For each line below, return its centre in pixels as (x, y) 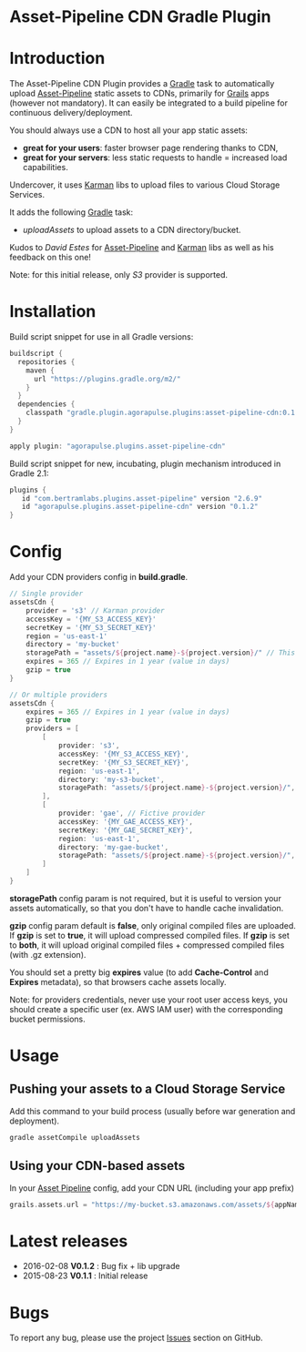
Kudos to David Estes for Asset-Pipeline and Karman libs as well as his (142, 248)
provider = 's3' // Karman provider (96, 610)
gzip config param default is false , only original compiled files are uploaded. (153, 925)
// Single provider (46, 594)
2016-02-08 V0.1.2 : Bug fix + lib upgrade (101, 1266)
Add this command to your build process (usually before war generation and (153, 1111)
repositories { (46, 361)
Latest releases (69, 1241)
